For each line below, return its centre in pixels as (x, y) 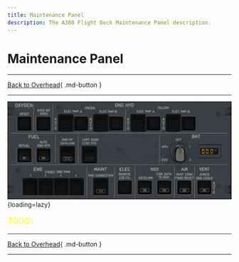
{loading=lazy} (29, 205)
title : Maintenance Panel (46, 15)
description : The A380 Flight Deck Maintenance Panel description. (110, 22)
